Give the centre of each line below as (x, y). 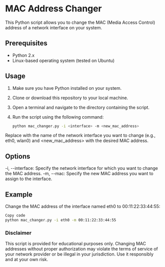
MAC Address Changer (54, 9)
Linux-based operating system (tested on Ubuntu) (63, 61)
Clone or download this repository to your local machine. (70, 98)
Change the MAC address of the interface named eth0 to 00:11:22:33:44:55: (83, 206)
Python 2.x (23, 55)
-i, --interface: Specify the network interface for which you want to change (82, 168)
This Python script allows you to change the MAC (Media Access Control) (80, 22)
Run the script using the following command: (58, 117)
